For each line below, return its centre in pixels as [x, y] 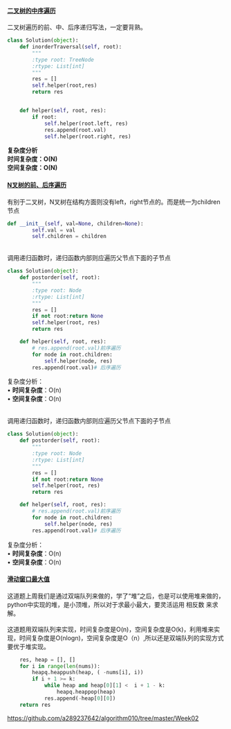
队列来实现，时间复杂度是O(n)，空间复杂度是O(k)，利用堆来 [129, 629]
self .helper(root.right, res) [87, 136]
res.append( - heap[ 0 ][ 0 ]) [80, 698]
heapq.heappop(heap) [86, 692]
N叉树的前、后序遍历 [37, 185]
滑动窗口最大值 [28, 579]
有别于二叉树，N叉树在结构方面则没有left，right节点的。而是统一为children [114, 202]
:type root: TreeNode [63, 60]
